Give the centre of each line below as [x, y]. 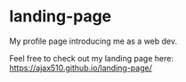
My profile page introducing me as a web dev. [93, 41]
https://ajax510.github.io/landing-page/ [81, 68]
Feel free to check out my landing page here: [91, 58]
